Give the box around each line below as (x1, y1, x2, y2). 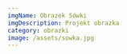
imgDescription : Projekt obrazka (7, 19, 120, 27)
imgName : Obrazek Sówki (7, 11, 88, 20)
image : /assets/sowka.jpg (7, 33, 94, 42)
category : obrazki (7, 26, 69, 34)
